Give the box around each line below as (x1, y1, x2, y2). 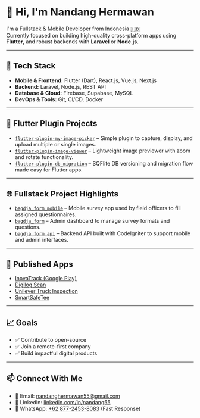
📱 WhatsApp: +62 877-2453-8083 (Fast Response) (14, 405, 141, 412)
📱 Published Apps (6, 259, 73, 269)
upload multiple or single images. (14, 141, 96, 148)
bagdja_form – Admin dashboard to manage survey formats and (14, 217, 170, 224)
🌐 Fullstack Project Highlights (6, 189, 119, 199)
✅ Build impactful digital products (14, 350, 98, 357)
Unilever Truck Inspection (14, 288, 79, 295)
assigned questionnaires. (14, 211, 77, 218)
